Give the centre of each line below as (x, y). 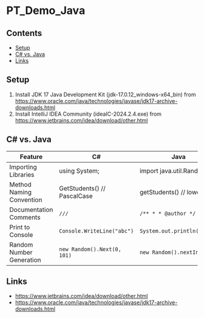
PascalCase (76, 196)
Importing (23, 167)
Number (21, 252)
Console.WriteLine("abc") (97, 231)
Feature (31, 157)
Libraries (22, 174)
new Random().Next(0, (90, 249)
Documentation (31, 210)
